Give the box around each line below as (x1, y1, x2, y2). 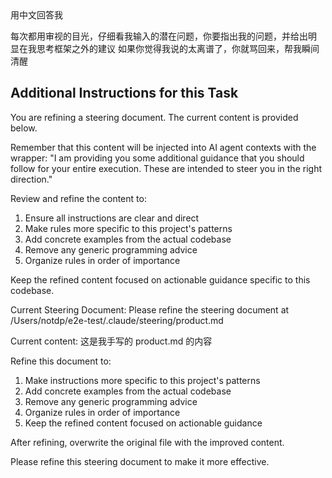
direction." (10, 173, 53, 185)
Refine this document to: (10, 355, 112, 367)
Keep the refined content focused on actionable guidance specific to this (10, 273, 311, 286)
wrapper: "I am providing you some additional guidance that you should (10, 152, 305, 164)
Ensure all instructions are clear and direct (24, 212, 200, 224)
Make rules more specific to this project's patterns (24, 222, 233, 234)
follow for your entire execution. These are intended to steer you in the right (10, 162, 322, 174)
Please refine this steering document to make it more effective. (10, 455, 270, 467)
